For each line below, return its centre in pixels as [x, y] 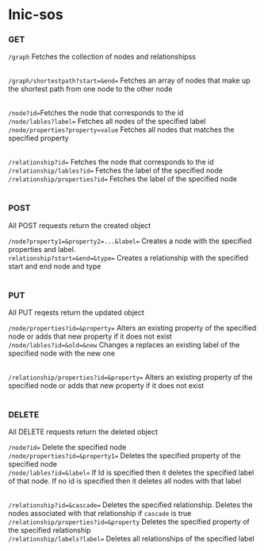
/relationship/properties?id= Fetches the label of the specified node [123, 179]
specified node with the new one [62, 353]
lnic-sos [36, 15]
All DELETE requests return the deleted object [83, 432]
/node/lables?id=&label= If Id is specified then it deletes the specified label [131, 473]
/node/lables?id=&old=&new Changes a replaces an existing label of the [124, 345]
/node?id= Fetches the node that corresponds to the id [96, 113]
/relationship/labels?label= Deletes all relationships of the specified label [132, 539]
